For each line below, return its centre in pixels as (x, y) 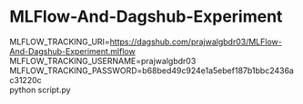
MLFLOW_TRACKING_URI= (60, 42)
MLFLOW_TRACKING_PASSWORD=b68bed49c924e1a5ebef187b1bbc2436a (151, 71)
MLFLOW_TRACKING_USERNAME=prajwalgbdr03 (103, 61)
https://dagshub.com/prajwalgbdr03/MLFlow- (196, 42)
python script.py (40, 90)
